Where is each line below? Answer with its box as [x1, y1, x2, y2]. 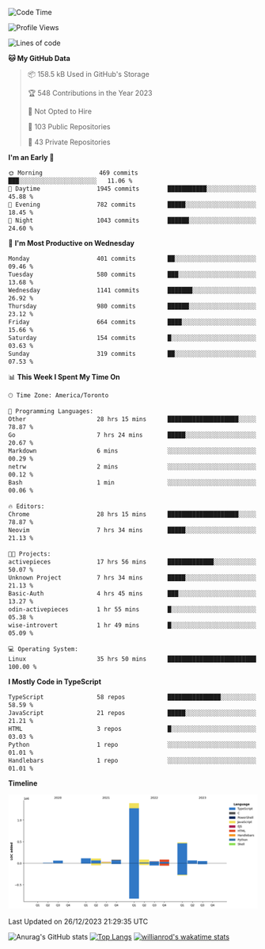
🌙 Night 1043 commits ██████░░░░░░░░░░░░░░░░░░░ [8, 216, 257, 224]
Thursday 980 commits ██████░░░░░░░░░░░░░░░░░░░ [8, 302, 257, 310]
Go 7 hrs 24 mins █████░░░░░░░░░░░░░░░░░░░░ [8, 431, 257, 439]
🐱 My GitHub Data [8, 54, 71, 63]
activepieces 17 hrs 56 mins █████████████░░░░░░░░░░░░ [8, 558, 257, 566]
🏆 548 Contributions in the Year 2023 [27, 88, 153, 98]
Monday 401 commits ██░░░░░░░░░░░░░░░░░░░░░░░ [8, 254, 257, 262]
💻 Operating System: [8, 645, 79, 653]
